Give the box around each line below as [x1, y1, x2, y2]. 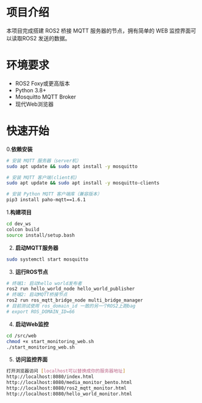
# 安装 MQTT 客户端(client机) [6, 174, 78, 180]
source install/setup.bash [6, 232, 75, 238]
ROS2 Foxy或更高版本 [15, 79, 70, 87]
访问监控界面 [15, 356, 48, 363]
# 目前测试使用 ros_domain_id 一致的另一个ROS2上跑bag [6, 303, 136, 309]
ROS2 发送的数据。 [22, 34, 71, 42]
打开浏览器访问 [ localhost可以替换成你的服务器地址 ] [6, 368, 126, 374]
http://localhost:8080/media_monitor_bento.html [6, 380, 132, 386]
